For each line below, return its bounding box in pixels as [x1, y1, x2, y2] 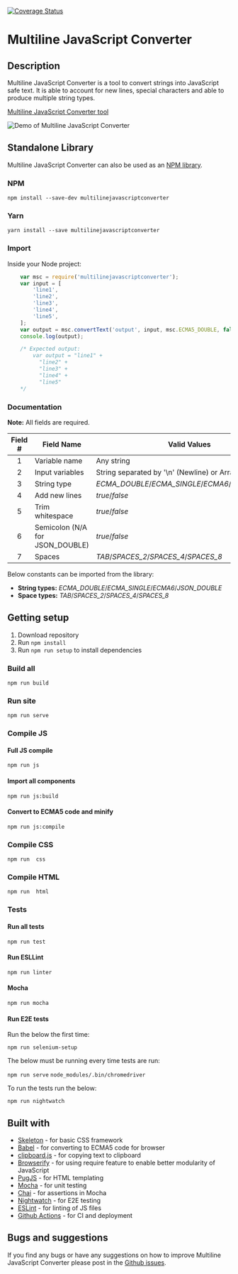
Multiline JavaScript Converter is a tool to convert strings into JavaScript [7, 79, 220, 87]
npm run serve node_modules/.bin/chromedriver [7, 1072, 146, 1079]
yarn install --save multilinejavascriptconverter [7, 227, 160, 234]
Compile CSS [7, 839, 54, 849]
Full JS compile [7, 746, 53, 754]
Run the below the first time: [7, 1030, 90, 1039]
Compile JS [7, 729, 48, 739]
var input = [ [20, 280, 62, 287]
